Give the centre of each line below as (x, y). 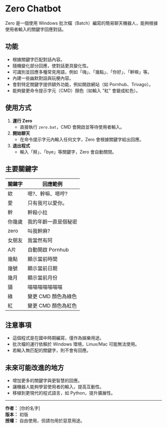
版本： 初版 (17, 414)
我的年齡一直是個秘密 (53, 222)
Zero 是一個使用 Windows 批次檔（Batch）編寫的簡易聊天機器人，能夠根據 (82, 23)
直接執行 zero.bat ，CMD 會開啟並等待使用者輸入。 (72, 127)
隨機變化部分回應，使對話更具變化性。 (51, 66)
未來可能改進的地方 (35, 368)
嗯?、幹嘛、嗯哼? (48, 194)
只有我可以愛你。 (48, 203)
